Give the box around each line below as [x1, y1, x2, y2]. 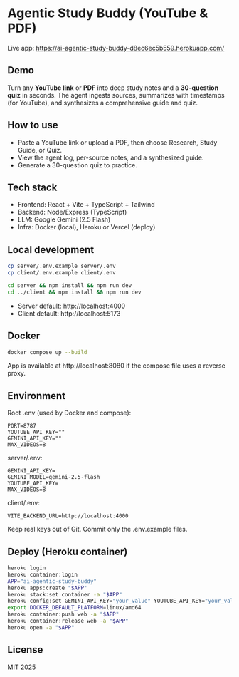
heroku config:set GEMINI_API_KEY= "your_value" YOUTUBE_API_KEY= [7, 597, 205, 605]
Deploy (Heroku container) [7, 545, 128, 557]
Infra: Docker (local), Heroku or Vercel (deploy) [17, 223, 156, 232]
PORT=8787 [7, 423, 37, 430]
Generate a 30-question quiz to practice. [17, 160, 137, 169]
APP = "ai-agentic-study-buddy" [7, 577, 97, 585]
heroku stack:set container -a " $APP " [7, 591, 122, 598]
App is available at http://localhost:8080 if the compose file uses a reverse [7, 361, 225, 370]
